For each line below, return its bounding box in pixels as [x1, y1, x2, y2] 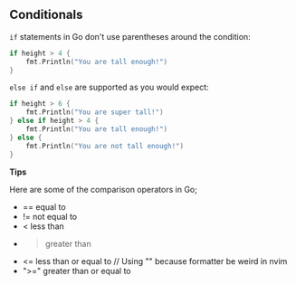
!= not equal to [22, 211, 78, 222]
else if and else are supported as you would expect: [9, 81, 210, 93]
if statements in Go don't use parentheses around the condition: [9, 31, 251, 42]
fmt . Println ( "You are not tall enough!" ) [25, 141, 184, 150]
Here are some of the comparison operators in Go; [9, 184, 197, 195]
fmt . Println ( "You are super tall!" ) [25, 108, 165, 117]
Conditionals [9, 7, 83, 23]
